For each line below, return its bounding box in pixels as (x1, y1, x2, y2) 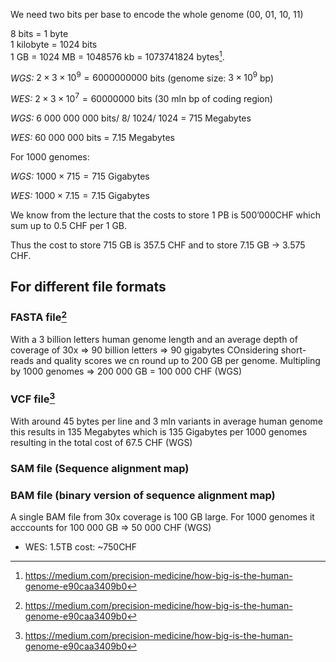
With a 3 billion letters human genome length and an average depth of (10, 334, 298, 346)
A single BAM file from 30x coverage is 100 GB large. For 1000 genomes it (10, 511, 315, 523)
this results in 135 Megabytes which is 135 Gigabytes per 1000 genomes (10, 425, 308, 438)
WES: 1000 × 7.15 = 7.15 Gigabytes (10, 189, 150, 201)
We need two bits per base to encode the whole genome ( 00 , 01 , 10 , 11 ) (10, 9, 304, 20)
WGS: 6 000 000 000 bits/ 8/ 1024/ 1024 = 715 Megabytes (10, 112, 252, 124)
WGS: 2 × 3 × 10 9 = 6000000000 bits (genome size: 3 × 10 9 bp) (10, 70, 275, 84)
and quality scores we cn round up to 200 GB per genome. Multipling (36, 355, 321, 367)
